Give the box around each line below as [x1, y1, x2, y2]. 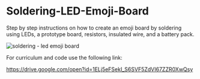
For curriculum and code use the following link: [6, 54, 123, 61]
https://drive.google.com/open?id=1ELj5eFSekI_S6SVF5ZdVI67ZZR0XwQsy [6, 65, 193, 73]
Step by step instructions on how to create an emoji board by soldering [6, 24, 182, 31]
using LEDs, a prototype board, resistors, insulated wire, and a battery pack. [6, 30, 195, 37]
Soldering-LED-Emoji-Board [6, 4, 149, 18]
